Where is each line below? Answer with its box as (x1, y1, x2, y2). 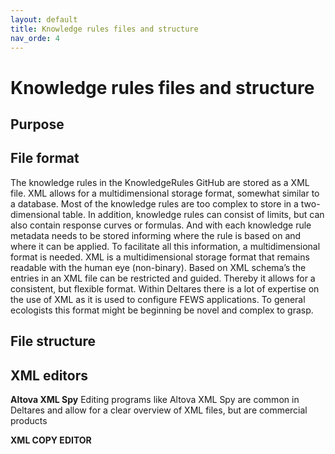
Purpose (10, 116, 65, 133)
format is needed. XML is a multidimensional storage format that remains (10, 251, 310, 263)
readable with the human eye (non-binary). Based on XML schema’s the (10, 261, 307, 273)
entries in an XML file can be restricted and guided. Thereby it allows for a (10, 272, 316, 284)
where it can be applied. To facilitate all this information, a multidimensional (10, 240, 321, 252)
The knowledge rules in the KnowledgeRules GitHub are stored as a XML (10, 176, 310, 188)
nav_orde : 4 (10, 33, 60, 43)
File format (10, 150, 80, 167)
